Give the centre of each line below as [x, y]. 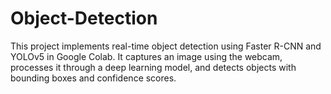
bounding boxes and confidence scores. [93, 78]
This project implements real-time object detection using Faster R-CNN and [166, 46]
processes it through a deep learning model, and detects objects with [153, 67]
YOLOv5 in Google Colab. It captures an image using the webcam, [146, 56]
